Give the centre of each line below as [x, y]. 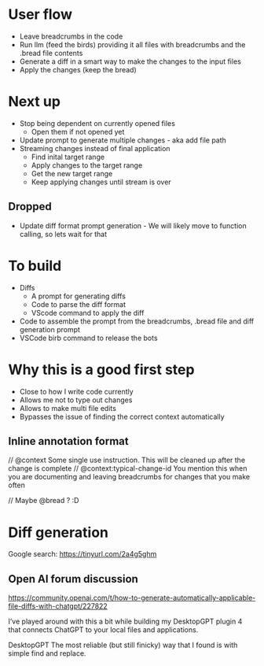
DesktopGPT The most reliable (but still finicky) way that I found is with [123, 645]
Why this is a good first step [101, 370]
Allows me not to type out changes [76, 400]
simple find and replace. [47, 653]
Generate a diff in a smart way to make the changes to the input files [130, 61]
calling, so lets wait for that [63, 234]
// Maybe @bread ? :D [44, 501]
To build [35, 266]
